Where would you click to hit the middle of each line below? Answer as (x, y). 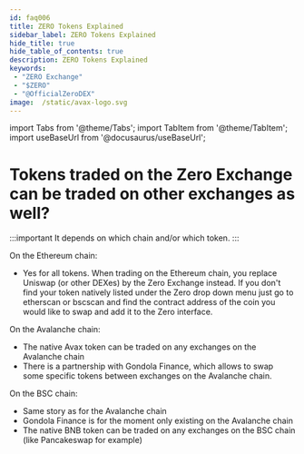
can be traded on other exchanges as (152, 194)
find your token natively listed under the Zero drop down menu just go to (158, 292)
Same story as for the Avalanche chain (95, 411)
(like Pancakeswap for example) (83, 440)
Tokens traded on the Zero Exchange (151, 174)
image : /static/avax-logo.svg (69, 102)
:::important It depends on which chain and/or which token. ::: (124, 238)
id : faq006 (30, 18)
